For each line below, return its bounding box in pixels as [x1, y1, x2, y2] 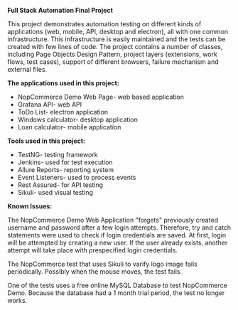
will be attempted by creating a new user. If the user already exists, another [7, 238, 228, 247]
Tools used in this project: [7, 137, 86, 145]
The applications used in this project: [7, 79, 119, 87]
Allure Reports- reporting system [17, 166, 114, 173]
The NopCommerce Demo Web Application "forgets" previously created [7, 216, 219, 224]
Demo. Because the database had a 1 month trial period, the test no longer [7, 289, 225, 297]
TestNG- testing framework [17, 151, 98, 159]
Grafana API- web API [17, 100, 82, 109]
